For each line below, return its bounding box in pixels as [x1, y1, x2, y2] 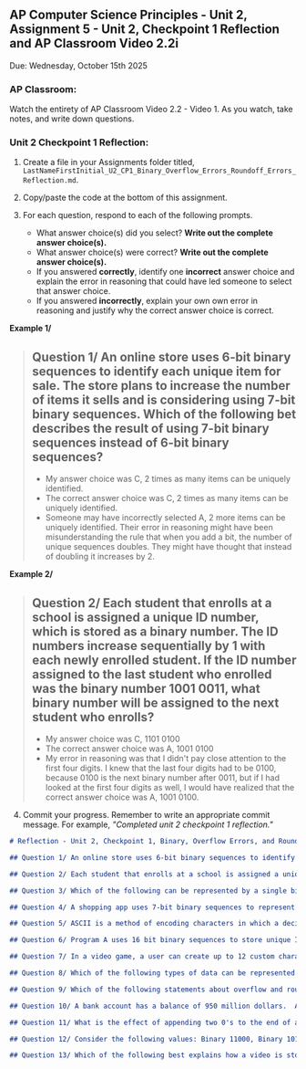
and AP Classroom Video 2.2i [9, 36, 179, 51]
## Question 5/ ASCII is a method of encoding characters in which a [9, 919, 280, 928]
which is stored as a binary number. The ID [31, 624, 280, 639]
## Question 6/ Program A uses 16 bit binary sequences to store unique [9, 936, 291, 945]
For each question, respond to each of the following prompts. [22, 210, 253, 221]
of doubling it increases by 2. [45, 551, 155, 562]
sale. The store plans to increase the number [31, 378, 291, 393]
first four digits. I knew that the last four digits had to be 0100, [45, 762, 277, 774]
